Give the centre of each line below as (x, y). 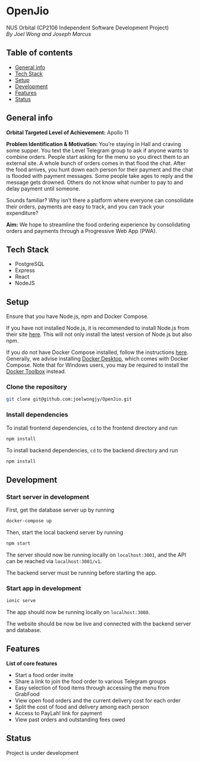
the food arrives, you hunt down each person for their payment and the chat (100, 170)
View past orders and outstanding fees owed (70, 719)
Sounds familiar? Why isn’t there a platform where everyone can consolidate (100, 200)
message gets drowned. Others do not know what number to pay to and (95, 182)
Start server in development (48, 497)
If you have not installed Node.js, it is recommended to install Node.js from (98, 328)
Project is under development (42, 752)
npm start (19, 543)
